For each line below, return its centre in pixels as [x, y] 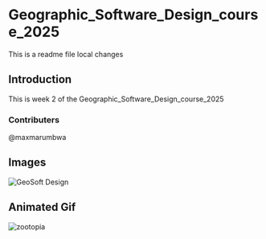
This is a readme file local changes [66, 54]
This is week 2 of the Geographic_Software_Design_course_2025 [116, 99]
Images [27, 163]
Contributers [34, 120]
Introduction [40, 79]
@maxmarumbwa [37, 138]
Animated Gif [42, 207]
